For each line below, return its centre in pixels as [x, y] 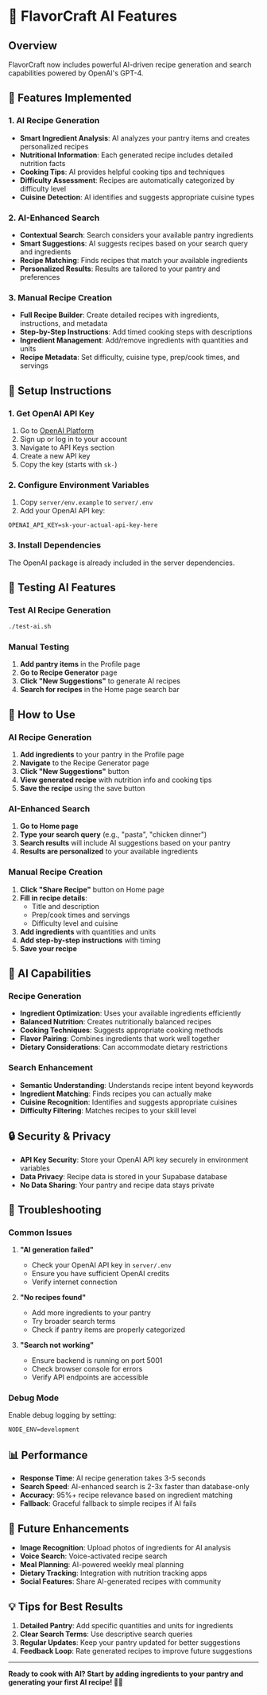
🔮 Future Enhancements [69, 1529]
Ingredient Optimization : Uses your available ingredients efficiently [130, 1013]
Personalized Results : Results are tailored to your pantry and [120, 269]
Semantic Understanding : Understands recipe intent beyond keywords [137, 1085]
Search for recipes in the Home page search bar [100, 690]
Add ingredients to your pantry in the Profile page [102, 755]
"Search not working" [57, 1345]
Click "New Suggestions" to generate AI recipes [100, 681]
